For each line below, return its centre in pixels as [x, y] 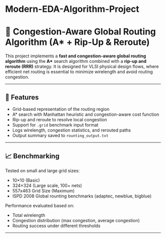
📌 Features [22, 97]
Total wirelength [29, 215]
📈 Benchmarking [32, 156]
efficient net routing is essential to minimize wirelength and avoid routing [79, 72]
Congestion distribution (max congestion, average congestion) [76, 220]
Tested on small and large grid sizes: [42, 170]
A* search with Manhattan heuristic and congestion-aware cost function [86, 114]
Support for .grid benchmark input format [55, 125]
